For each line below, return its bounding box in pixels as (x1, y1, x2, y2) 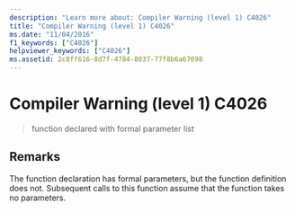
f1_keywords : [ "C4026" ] (9, 38, 99, 48)
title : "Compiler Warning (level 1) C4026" (9, 22, 175, 31)
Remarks (9, 149, 61, 164)
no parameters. (9, 192, 67, 203)
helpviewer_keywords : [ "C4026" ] (9, 47, 130, 56)
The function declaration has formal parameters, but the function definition (9, 172, 287, 184)
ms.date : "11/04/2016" (9, 30, 94, 39)
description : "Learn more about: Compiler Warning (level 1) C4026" (9, 13, 272, 22)
